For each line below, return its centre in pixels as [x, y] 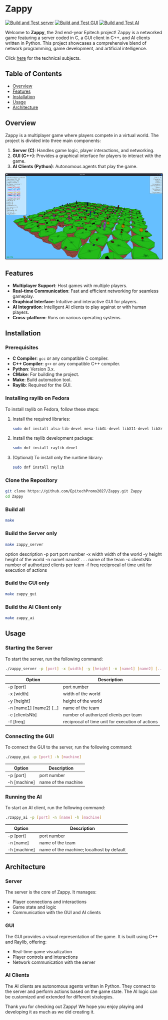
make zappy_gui [21, 594]
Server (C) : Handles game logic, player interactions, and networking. [83, 150]
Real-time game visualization [42, 951]
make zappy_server [24, 544]
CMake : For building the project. [46, 374]
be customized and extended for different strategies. [59, 996]
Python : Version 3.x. [33, 369]
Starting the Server [29, 648]
